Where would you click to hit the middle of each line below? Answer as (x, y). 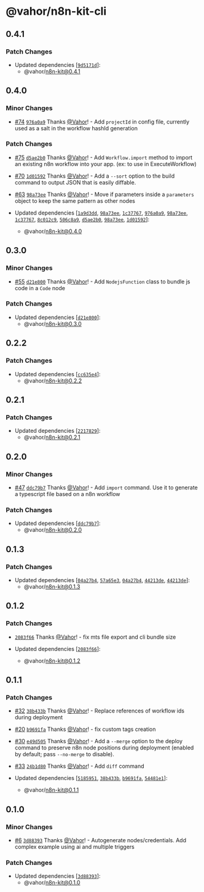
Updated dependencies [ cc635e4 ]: (57, 374)
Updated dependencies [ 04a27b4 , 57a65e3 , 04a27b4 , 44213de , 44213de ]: (102, 580)
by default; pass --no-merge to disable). (65, 754)
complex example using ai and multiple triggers (74, 847)
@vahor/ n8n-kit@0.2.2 (53, 381)
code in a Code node (40, 288)
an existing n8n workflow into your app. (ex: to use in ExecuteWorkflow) (106, 164)
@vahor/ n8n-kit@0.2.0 (53, 530)
